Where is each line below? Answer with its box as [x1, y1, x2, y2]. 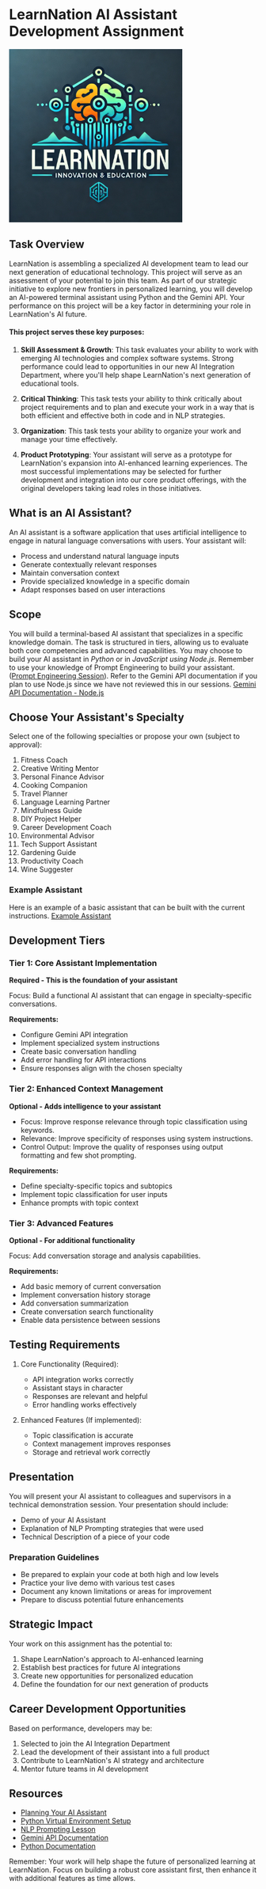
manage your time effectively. [20, 434, 118, 444]
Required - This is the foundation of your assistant [9, 975, 178, 985]
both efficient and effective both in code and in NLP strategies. [20, 410, 226, 420]
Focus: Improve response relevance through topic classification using [20, 1116, 248, 1126]
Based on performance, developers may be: [9, 1724, 153, 1733]
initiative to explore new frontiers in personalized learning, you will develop [9, 283, 253, 294]
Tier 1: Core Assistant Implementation [9, 958, 158, 968]
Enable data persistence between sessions [20, 1315, 161, 1325]
